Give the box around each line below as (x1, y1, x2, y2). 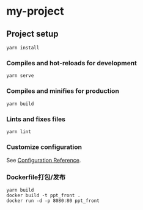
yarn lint (6, 128, 32, 135)
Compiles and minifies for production (6, 87, 119, 95)
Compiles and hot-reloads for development (6, 59, 137, 67)
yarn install (6, 45, 40, 51)
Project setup (6, 29, 59, 39)
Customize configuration (6, 142, 82, 151)
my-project (6, 4, 64, 18)
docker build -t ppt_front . (6, 192, 81, 199)
